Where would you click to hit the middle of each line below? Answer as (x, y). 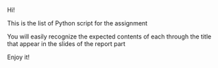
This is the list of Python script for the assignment (77, 23)
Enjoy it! (19, 57)
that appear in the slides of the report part (66, 44)
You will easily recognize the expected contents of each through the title (109, 36)
